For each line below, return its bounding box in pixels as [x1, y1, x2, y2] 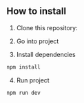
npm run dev [6, 89, 41, 96]
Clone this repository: [16, 23, 78, 32]
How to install [6, 5, 67, 17]
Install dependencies [16, 50, 76, 58]
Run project [16, 76, 50, 84]
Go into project [16, 37, 59, 45]
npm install [6, 63, 41, 71]
